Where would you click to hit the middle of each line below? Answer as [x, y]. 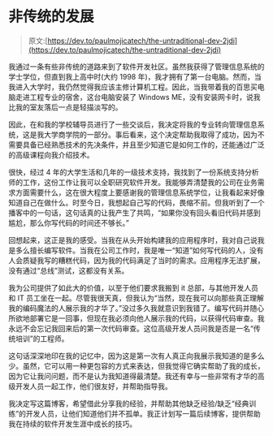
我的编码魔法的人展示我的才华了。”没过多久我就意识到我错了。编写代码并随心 [136, 308]
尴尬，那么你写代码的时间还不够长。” [69, 222]
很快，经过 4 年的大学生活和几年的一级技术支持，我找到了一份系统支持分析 [134, 172]
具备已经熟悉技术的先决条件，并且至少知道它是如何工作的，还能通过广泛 [143, 145]
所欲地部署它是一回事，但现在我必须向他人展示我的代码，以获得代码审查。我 [136, 318]
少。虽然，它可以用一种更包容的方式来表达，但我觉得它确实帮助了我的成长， [136, 365]
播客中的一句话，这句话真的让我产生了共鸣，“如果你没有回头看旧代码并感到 [135, 213]
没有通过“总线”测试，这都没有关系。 [69, 270]
